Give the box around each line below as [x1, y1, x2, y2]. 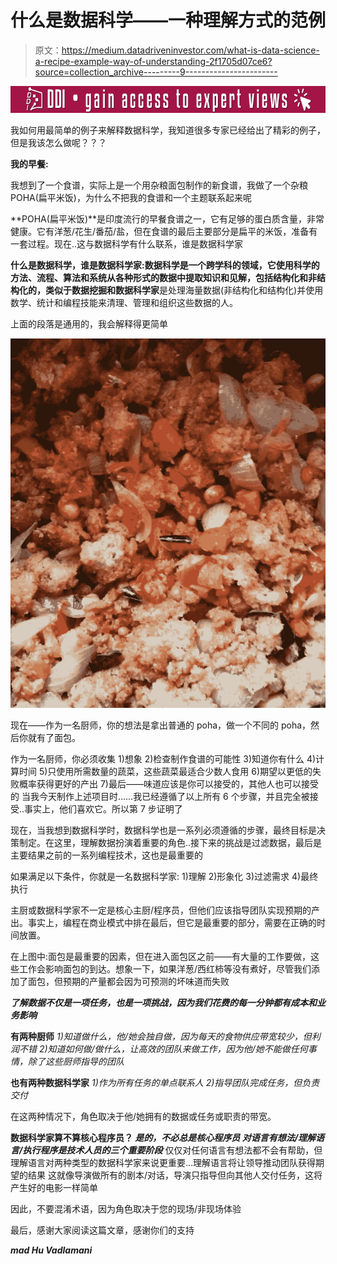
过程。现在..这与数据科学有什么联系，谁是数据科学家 [27, 238, 244, 250]
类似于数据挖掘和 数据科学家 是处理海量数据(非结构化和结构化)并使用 [44, 284, 324, 296]
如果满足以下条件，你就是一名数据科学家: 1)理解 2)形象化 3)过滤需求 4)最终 [10, 870, 319, 882]
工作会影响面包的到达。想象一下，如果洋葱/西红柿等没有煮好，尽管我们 [18, 962, 312, 975]
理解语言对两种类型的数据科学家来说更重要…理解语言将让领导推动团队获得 [10, 1156, 317, 1168]
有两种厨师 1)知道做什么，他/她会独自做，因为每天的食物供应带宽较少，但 [10, 1030, 312, 1042]
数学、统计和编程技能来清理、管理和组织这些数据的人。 [10, 297, 238, 309]
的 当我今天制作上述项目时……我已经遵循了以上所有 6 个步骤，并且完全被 [10, 790, 310, 802]
